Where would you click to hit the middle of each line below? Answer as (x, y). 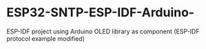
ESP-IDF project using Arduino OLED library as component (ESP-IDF (103, 31)
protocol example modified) (46, 38)
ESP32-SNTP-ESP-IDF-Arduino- (100, 13)
